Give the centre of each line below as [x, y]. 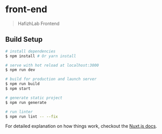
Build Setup [24, 39]
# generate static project [34, 98]
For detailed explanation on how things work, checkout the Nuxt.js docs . [81, 126]
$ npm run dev [20, 70]
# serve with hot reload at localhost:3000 [52, 65]
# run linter [19, 112]
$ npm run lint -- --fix [32, 116]
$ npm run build [22, 84]
